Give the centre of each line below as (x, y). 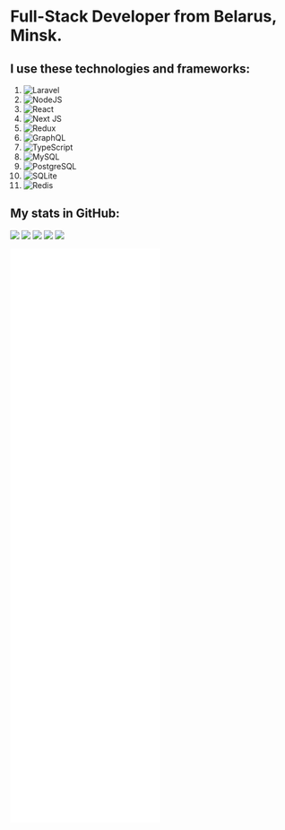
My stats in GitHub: (65, 214)
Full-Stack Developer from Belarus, (143, 17)
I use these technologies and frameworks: (130, 69)
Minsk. (36, 35)
